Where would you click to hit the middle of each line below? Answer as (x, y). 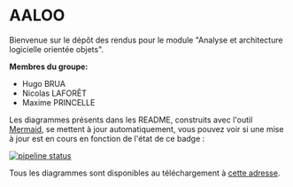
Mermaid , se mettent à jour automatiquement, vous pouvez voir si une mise (146, 129)
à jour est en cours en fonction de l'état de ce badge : (107, 138)
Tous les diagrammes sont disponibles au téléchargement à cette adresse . (145, 173)
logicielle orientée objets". (57, 49)
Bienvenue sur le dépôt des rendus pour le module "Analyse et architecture (146, 40)
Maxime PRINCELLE (58, 102)
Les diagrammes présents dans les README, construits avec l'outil (131, 120)
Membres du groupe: (49, 66)
